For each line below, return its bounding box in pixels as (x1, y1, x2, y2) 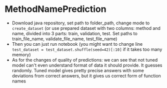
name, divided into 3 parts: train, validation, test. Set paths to (11, 30, 138, 36)
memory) (11, 51, 31, 58)
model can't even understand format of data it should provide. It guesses (11, 62, 162, 68)
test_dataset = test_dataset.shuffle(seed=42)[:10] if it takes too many (11, 46, 162, 52)
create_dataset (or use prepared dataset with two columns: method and (11, 25, 161, 31)
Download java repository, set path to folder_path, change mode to (11, 20, 150, 26)
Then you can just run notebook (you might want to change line (11, 41, 143, 47)
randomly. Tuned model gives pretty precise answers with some (11, 67, 144, 73)
